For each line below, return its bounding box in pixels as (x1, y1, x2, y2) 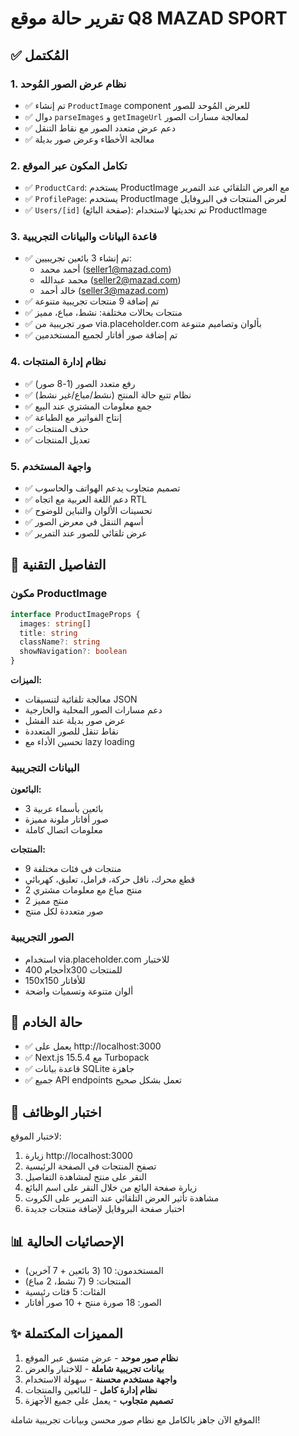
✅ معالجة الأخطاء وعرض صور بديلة (24, 133, 155, 145)
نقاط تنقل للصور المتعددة (24, 725, 119, 737)
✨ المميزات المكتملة (10, 1325, 123, 1342)
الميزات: (10, 674, 42, 686)
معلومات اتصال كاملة (24, 824, 103, 836)
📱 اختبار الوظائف (10, 1103, 102, 1121)
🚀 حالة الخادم (10, 1013, 83, 1031)
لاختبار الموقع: (10, 1130, 62, 1142)
